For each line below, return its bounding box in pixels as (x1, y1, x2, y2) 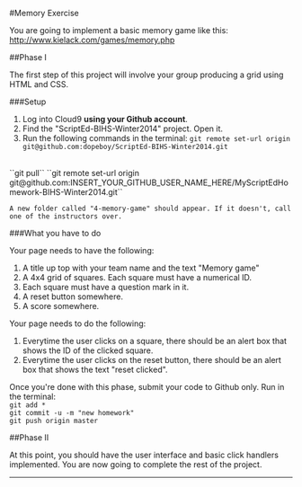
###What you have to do (9, 228, 102, 238)
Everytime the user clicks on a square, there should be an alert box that (22, 336, 288, 346)
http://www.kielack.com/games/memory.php (9, 35, 175, 45)
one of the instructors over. (9, 212, 123, 221)
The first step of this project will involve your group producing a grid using (9, 69, 284, 80)
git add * (9, 401, 47, 410)
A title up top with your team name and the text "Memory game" (22, 262, 260, 273)
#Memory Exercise (9, 8, 79, 18)
